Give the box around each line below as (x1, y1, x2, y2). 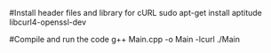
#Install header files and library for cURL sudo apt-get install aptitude (9, 8, 262, 18)
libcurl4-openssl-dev (9, 17, 87, 27)
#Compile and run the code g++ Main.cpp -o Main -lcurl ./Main (9, 34, 241, 44)
